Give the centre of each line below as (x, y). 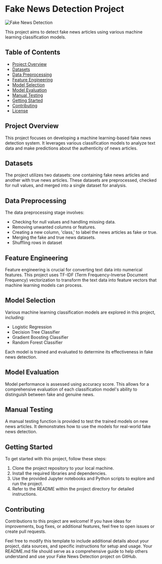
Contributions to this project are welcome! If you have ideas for (68, 521)
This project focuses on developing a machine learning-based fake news (78, 138)
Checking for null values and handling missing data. (64, 222)
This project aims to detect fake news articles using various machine (74, 32)
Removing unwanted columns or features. (54, 227)
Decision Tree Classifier (36, 332)
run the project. (27, 484)
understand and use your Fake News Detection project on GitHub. (71, 557)
